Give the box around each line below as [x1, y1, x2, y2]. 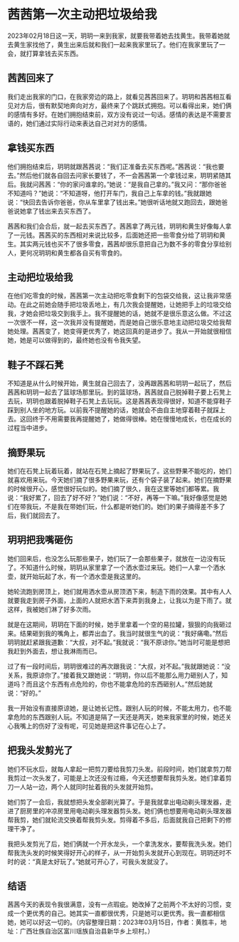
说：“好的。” [7, 689, 41, 697]
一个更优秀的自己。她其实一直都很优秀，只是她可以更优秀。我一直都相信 [13, 909, 225, 918]
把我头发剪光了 [7, 745, 73, 757]
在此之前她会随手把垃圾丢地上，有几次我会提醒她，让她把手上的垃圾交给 [19, 300, 232, 309]
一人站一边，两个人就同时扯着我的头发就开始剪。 [13, 783, 157, 791]
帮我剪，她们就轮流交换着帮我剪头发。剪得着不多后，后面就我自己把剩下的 [7, 815, 225, 824]
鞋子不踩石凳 [7, 359, 64, 371]
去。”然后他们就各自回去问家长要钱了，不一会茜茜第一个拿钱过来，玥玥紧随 [7, 171, 225, 179]
